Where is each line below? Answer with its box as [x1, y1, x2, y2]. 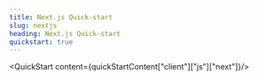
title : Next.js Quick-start [9, 12, 113, 22]
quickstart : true [9, 37, 74, 47]
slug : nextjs [9, 21, 58, 30]
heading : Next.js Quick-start [9, 29, 121, 38]
